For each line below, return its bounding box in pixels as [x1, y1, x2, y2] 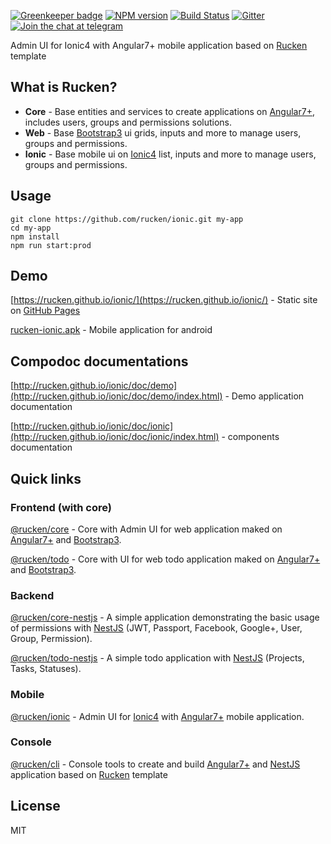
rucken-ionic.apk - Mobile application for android [10, 324, 213, 336]
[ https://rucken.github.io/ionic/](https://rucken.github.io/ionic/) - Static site [10, 294, 318, 306]
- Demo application [224, 390, 305, 402]
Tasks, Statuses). [10, 663, 82, 675]
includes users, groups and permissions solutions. [24, 116, 233, 128]
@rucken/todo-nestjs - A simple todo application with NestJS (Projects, [10, 652, 305, 664]
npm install [10, 231, 60, 242]
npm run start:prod [10, 240, 92, 250]
